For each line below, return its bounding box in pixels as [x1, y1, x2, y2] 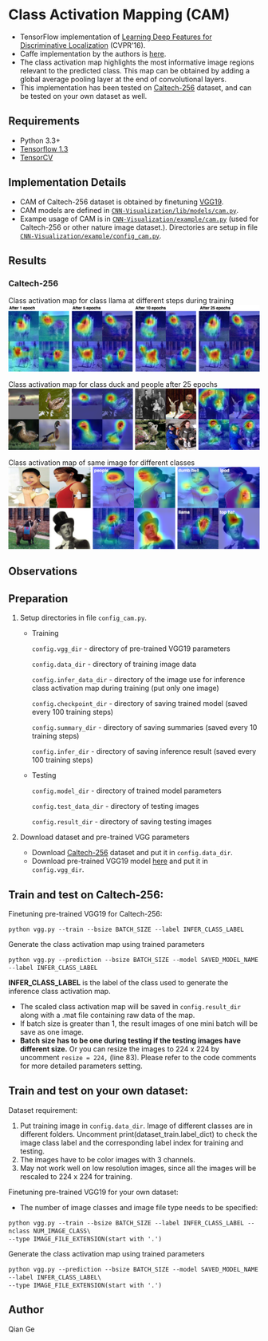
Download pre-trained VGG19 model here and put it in [31, 856, 209, 866]
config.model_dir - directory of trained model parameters [31, 786, 222, 795]
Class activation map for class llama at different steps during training [8, 296, 234, 306]
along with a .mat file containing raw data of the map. [19, 1011, 195, 1020]
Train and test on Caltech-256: [8, 888, 164, 901]
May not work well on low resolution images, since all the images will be [19, 1163, 257, 1173]
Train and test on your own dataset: [8, 1084, 189, 1098]
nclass [8, 1227, 30, 1235]
